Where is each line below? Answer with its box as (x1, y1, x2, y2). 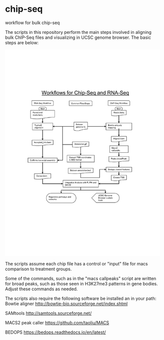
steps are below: (5, 39, 39, 45)
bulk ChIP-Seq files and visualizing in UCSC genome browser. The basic (5, 34, 151, 40)
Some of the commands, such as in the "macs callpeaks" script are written (5, 275, 156, 281)
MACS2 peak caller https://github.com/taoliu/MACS (5, 319, 109, 325)
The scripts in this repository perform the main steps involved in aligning (5, 29, 152, 35)
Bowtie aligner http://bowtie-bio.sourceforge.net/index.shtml (5, 301, 128, 307)
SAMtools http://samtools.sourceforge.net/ (5, 310, 92, 316)
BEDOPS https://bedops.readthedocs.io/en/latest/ (5, 329, 107, 335)
